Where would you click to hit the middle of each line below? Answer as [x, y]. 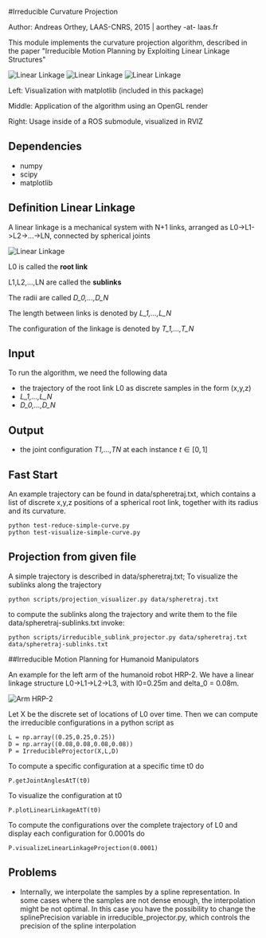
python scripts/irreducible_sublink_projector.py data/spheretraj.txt [128, 637]
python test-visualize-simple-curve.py [74, 533]
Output [26, 430]
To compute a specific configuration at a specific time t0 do [106, 765]
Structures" [27, 60]
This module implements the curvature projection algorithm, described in [128, 42]
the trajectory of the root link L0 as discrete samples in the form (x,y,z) [135, 388]
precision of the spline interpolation [78, 925]
